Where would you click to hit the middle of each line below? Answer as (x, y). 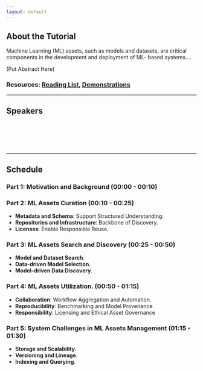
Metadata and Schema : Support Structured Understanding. (89, 216)
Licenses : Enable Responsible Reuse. (62, 229)
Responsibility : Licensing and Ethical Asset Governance (85, 312)
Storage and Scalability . (46, 349)
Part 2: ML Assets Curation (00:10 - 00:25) (70, 203)
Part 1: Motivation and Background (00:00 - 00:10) (82, 186)
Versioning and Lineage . (46, 355)
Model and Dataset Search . (50, 258)
